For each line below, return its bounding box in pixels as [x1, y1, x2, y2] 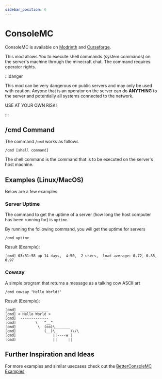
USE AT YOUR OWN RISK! [5, 102, 57, 108]
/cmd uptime [5, 236, 29, 241]
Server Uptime [5, 201, 40, 208]
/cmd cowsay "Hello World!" [5, 289, 62, 294]
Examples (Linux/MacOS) [5, 176, 84, 184]
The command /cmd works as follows [5, 139, 79, 145]
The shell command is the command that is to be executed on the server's [5, 156, 154, 163]
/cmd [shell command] [5, 148, 49, 153]
